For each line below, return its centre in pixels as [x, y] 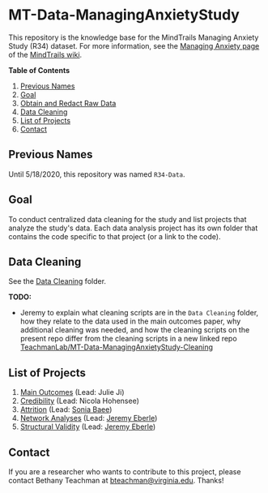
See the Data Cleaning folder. [57, 281]
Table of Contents [39, 70]
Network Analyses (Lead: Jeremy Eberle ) [89, 418]
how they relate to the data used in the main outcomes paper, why [130, 321]
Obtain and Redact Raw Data [68, 103]
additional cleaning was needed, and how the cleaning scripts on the [135, 330]
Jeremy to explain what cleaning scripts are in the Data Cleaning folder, [139, 313]
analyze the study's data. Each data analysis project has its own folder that [133, 228]
